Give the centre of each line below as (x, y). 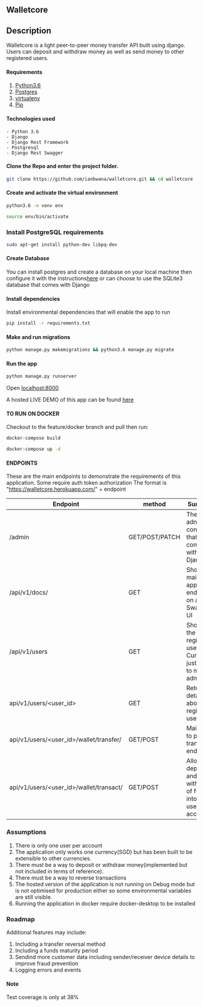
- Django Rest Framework (37, 142)
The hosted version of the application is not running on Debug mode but (105, 884)
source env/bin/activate (37, 217)
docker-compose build (34, 438)
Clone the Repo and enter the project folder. (63, 166)
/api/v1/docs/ (29, 593)
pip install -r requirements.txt (48, 323)
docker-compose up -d (34, 449)
